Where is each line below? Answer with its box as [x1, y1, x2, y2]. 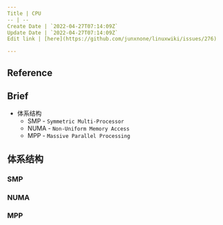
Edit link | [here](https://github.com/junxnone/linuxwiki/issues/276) [7, 36, 217, 43]
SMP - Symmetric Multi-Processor [27, 117, 125, 126]
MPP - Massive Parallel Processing [27, 132, 131, 140]
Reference [7, 67, 53, 79]
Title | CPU [7, 10, 41, 17]
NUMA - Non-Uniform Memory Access [27, 124, 130, 132]
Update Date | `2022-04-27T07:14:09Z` [7, 29, 118, 36]
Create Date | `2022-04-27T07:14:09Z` [7, 23, 118, 29]
